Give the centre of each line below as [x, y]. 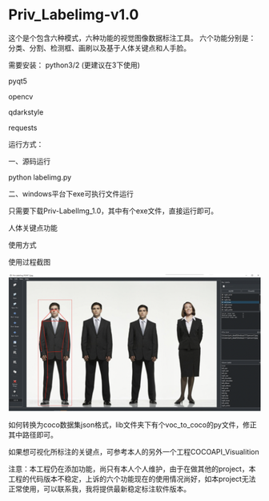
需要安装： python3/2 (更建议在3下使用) [74, 65]
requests [23, 127]
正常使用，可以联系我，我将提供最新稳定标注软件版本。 [99, 489]
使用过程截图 [29, 261]
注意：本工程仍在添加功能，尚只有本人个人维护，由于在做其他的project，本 [132, 469]
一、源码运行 [29, 161]
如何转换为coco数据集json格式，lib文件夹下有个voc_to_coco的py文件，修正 [133, 425]
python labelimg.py [40, 177]
